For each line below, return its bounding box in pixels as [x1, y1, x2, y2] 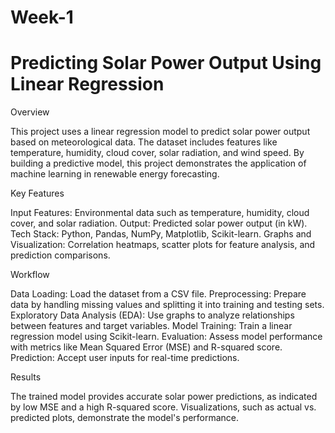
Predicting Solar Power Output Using [10, 52, 322, 75]
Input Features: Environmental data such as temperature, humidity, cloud [10, 207, 310, 219]
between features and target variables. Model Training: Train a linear [10, 320, 293, 332]
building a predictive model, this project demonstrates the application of [10, 157, 307, 170]
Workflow [10, 269, 50, 281]
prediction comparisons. [10, 249, 111, 261]
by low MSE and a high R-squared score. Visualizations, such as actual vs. [10, 401, 317, 413]
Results [10, 371, 42, 383]
